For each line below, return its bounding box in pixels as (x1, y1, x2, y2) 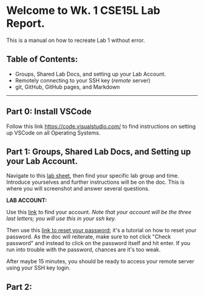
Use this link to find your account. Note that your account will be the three (6, 209, 192, 216)
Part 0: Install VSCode (6, 107, 92, 117)
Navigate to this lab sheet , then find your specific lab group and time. (6, 172, 179, 180)
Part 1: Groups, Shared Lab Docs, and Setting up (6, 146, 191, 156)
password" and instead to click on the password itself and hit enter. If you (6, 240, 191, 247)
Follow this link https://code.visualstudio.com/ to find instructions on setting (6, 123, 196, 130)
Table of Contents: (6, 54, 78, 64)
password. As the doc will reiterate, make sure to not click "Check (6, 233, 171, 240)
